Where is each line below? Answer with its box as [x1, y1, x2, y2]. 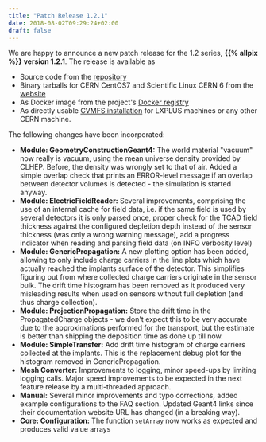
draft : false [8, 26, 52, 34]
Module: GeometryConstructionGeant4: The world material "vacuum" [19, 145, 253, 155]
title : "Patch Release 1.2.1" [8, 11, 109, 20]
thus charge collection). [19, 298, 98, 307]
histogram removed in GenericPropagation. [19, 357, 161, 366]
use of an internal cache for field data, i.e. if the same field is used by [19, 205, 247, 214]
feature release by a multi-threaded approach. [19, 382, 172, 392]
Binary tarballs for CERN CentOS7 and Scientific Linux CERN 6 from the [19, 80, 254, 90]
